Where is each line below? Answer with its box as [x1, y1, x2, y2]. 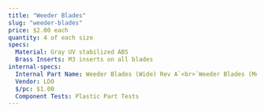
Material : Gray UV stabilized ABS [15, 48, 129, 56]
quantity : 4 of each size [8, 33, 93, 42]
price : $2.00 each [8, 26, 69, 34]
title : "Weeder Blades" [8, 11, 87, 20]
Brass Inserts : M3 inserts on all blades [15, 56, 154, 64]
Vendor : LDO [15, 77, 55, 85]
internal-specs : [8, 63, 62, 71]
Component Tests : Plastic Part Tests [15, 92, 140, 100]
